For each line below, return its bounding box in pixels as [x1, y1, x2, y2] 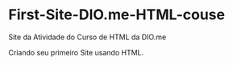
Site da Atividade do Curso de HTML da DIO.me [8, 32, 167, 42]
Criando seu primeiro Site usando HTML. [8, 47, 144, 57]
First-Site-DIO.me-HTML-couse [8, 6, 226, 24]
